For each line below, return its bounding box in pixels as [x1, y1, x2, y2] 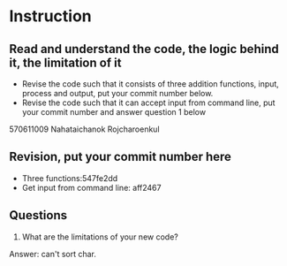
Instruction [9, 6, 92, 27]
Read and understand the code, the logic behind [9, 42, 280, 57]
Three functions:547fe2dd [21, 172, 118, 183]
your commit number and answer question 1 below [21, 107, 206, 117]
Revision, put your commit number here [9, 149, 232, 164]
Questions [9, 208, 68, 223]
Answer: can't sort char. [9, 248, 97, 259]
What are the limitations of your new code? [21, 232, 178, 242]
